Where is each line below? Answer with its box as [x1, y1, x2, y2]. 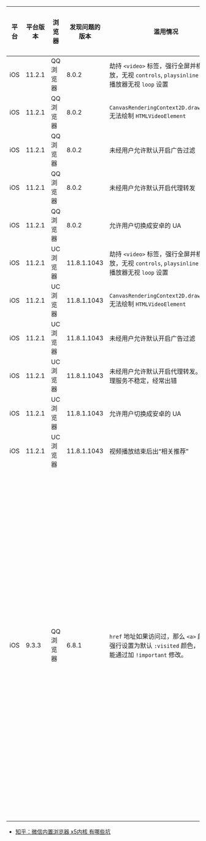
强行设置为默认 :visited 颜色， [109, 641, 199, 650]
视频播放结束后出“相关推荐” [109, 447, 189, 455]
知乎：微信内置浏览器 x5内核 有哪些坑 [15, 828, 111, 835]
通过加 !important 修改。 [115, 651, 188, 659]
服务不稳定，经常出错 [115, 377, 177, 385]
